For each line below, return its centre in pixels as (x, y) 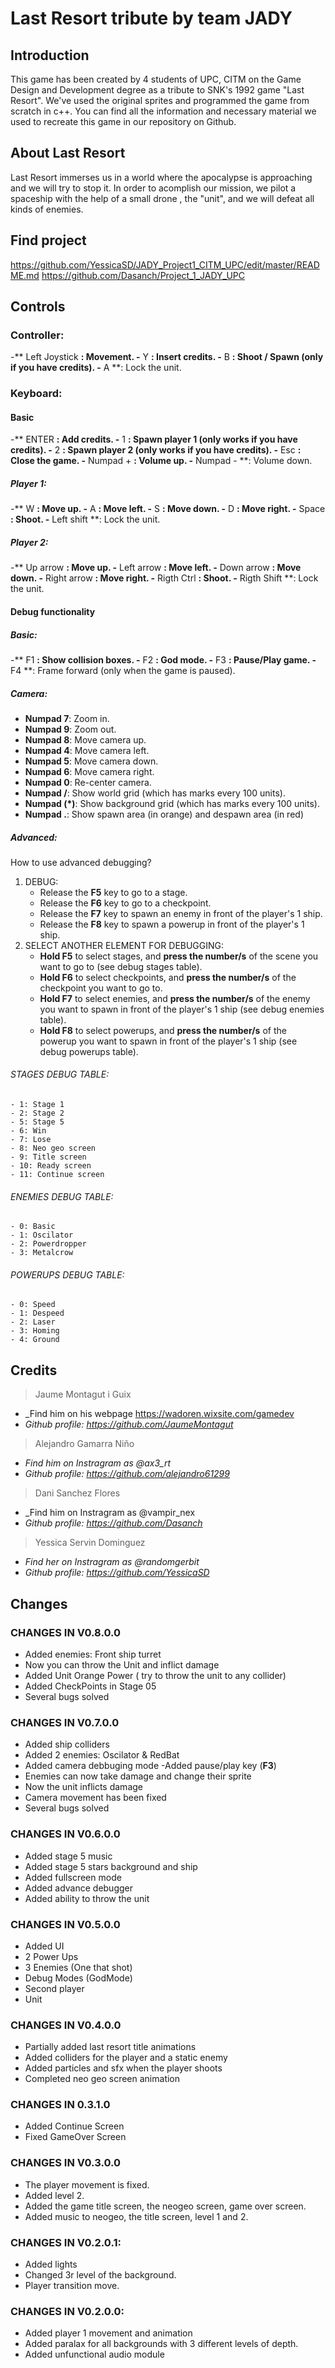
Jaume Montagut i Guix (83, 1394)
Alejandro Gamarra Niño (84, 1444)
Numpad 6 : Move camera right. (89, 771)
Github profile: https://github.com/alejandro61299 (127, 1474)
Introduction (50, 55)
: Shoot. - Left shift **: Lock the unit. (85, 519)
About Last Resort (68, 153)
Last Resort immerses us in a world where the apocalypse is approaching (161, 177)
